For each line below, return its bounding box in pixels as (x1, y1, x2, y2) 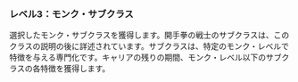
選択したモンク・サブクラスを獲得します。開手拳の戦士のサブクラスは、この (9, 29, 290, 41)
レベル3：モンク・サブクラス (9, 7, 134, 20)
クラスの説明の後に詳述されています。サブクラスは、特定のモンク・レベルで (9, 41, 290, 52)
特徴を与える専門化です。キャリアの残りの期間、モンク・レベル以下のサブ (9, 52, 282, 63)
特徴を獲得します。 (39, 63, 111, 74)
